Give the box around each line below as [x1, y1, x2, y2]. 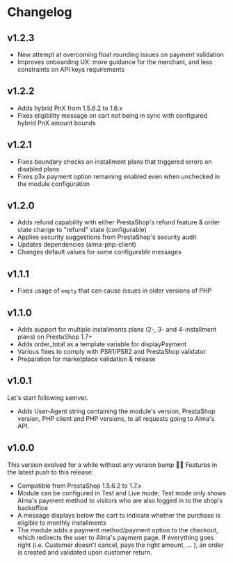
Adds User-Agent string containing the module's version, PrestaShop [17, 407, 216, 415]
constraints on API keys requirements [17, 65, 125, 73]
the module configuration [17, 179, 90, 188]
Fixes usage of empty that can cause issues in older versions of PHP [17, 286, 212, 295]
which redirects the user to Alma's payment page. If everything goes [17, 533, 214, 541]
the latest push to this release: [7, 468, 94, 476]
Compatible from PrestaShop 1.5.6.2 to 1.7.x [17, 481, 142, 490]
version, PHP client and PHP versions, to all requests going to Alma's [17, 414, 215, 422]
